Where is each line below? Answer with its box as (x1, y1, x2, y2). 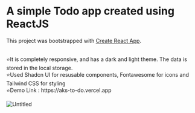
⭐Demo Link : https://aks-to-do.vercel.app (6, 86, 112, 94)
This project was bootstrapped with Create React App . (6, 37, 142, 44)
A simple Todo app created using (6, 4, 175, 18)
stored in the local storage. (6, 64, 73, 71)
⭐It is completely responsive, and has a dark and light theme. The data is (6, 56, 187, 63)
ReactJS (6, 17, 50, 31)
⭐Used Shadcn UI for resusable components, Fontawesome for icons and (6, 71, 189, 78)
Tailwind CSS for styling (6, 80, 66, 87)
